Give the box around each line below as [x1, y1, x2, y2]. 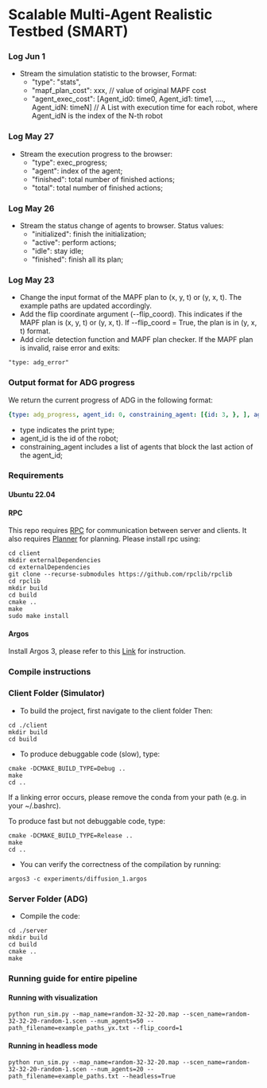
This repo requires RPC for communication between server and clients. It [8, 526, 247, 535]
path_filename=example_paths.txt [8, 1072, 119, 1081]
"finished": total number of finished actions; [31, 174, 175, 184]
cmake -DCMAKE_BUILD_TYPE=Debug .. [8, 764, 126, 772]
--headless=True [122, 1072, 176, 1081]
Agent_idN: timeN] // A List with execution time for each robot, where [31, 103, 258, 112]
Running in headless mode [8, 1040, 98, 1051]
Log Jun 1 [8, 51, 46, 62]
